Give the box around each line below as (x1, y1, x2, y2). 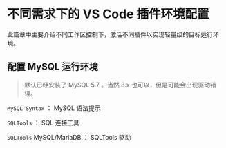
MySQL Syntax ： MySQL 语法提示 (7, 104, 101, 112)
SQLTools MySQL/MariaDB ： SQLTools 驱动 (7, 133, 131, 141)
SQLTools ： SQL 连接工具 (7, 118, 79, 127)
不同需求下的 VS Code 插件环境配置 (7, 6, 209, 22)
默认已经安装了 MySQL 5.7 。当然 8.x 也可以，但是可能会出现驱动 (23, 81, 211, 89)
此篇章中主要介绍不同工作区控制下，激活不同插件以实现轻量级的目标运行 (7, 30, 213, 39)
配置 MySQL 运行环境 (7, 61, 99, 73)
